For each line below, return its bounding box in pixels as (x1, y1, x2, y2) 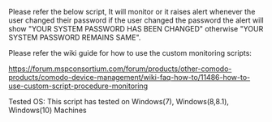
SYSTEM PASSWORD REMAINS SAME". (8, 32, 141, 42)
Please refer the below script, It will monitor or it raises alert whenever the (8, 7, 256, 16)
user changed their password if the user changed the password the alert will (8, 15, 264, 25)
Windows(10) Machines (8, 105, 87, 115)
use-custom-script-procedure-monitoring (8, 81, 149, 90)
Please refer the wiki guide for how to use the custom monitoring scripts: (8, 48, 252, 57)
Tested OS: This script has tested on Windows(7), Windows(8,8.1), (8, 97, 230, 106)
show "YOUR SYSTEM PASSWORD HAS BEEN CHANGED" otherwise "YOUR (8, 24, 264, 33)
